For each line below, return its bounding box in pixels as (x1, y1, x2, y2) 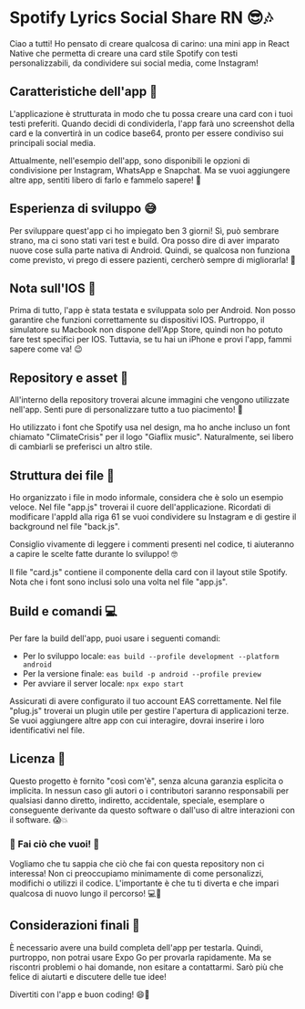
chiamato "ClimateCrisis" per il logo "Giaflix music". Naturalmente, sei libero (9, 432, 294, 443)
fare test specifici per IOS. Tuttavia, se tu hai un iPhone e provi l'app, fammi (9, 334, 292, 345)
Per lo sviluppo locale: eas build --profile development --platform (22, 650, 280, 661)
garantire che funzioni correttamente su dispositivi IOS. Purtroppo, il (9, 314, 265, 326)
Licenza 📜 (9, 751, 66, 767)
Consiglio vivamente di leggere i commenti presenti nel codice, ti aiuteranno (9, 539, 294, 550)
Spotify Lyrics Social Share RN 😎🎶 (9, 7, 273, 28)
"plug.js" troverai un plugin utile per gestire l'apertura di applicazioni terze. (9, 705, 290, 716)
